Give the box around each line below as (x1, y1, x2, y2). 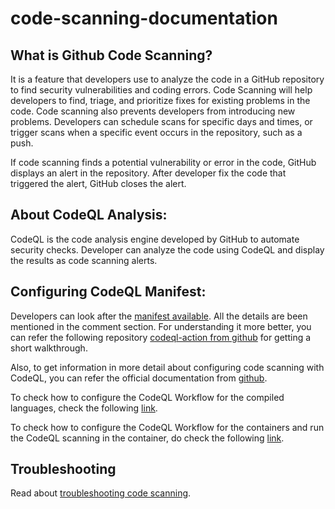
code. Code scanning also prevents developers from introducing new (10, 105, 296, 117)
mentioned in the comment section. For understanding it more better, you (10, 320, 312, 332)
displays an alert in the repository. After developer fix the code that (10, 167, 287, 179)
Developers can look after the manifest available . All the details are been (10, 310, 308, 322)
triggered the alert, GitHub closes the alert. (10, 178, 187, 189)
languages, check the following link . (10, 402, 158, 414)
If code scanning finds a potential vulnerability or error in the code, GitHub (10, 157, 317, 168)
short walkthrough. (10, 342, 88, 354)
